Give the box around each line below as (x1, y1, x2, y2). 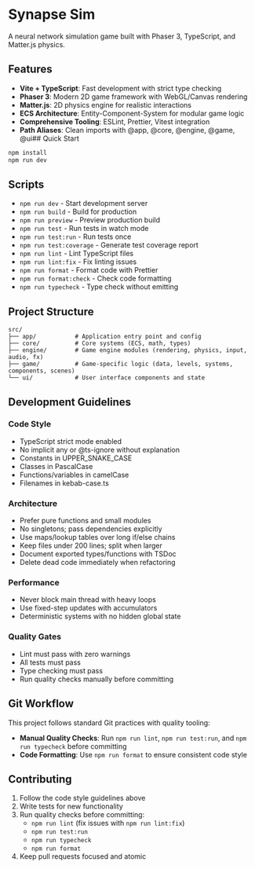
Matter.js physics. (8, 39, 65, 49)
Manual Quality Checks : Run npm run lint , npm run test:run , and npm (19, 733, 247, 742)
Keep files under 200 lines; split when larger (19, 541, 163, 551)
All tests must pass (19, 658, 81, 667)
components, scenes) (8, 367, 76, 375)
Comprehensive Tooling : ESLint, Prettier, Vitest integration (19, 116, 210, 126)
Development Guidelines (8, 395, 132, 409)
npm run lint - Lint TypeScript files (19, 249, 134, 258)
